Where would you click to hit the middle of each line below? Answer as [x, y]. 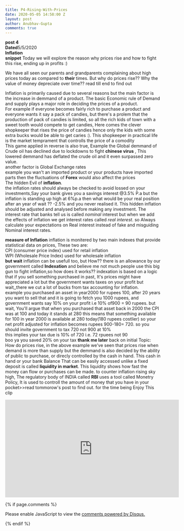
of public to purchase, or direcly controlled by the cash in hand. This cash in [83, 356]
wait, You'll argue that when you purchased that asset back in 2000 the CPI [82, 309]
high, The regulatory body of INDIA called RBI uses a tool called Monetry [79, 377]
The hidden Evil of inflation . [34, 183]
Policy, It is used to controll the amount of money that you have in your [77, 382]
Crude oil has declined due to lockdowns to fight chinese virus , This [76, 151]
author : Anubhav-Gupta [29, 24]
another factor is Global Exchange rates [46, 167]
